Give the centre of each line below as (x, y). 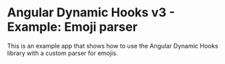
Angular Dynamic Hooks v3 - (91, 13)
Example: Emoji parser (72, 27)
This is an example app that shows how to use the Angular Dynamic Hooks (113, 46)
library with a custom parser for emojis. (62, 53)
